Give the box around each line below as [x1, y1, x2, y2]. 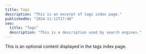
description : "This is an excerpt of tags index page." [5, 12, 122, 17]
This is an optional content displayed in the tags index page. [5, 44, 127, 49]
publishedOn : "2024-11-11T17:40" [5, 16, 74, 21]
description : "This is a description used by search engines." [9, 30, 142, 35]
